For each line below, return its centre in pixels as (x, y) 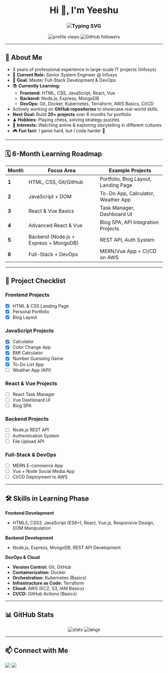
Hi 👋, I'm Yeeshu (84, 10)
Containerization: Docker (39, 572)
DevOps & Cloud (22, 557)
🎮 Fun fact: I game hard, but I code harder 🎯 (59, 131)
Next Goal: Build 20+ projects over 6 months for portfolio (72, 115)
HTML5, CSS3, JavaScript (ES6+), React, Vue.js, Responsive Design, (83, 523)
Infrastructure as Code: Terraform (48, 583)
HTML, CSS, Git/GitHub (56, 182)
